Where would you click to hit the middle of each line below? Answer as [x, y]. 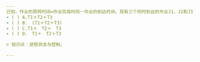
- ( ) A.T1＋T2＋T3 [29, 17]
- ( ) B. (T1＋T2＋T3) [34, 23]
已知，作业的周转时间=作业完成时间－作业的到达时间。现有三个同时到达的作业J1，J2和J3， [102, 12]
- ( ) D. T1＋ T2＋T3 [34, 34]
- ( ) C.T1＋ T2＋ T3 [34, 28]
